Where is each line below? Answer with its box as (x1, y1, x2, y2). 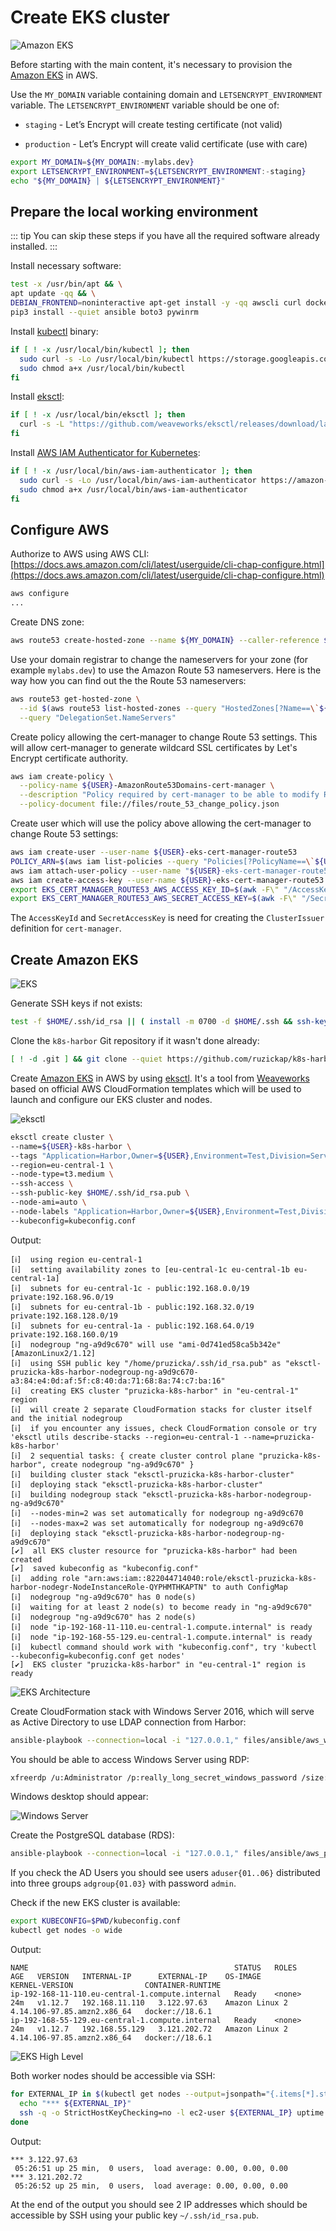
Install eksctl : (10, 391, 65, 403)
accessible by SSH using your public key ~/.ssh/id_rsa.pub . (10, 2209, 259, 2221)
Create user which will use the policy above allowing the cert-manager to (10, 817, 312, 830)
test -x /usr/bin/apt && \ (10, 279, 123, 290)
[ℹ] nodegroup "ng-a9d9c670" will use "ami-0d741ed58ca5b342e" (10, 1339, 282, 1350)
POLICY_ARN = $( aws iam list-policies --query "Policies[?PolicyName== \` (10, 856, 315, 866)
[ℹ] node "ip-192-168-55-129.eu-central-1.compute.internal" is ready (10, 1632, 313, 1642)
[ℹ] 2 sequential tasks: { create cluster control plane (10, 1451, 255, 1461)
